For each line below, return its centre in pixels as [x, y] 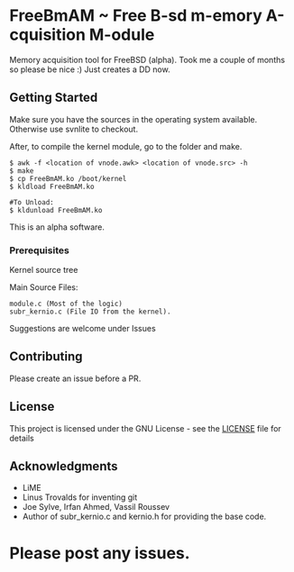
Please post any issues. [100, 553]
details [22, 438]
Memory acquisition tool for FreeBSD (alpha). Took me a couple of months [147, 59]
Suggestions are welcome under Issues [83, 329]
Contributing [46, 357]
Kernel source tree [44, 270]
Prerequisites [39, 250]
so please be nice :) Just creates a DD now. [90, 69]
